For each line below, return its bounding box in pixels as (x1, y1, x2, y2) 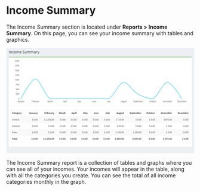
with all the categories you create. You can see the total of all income (6, 171, 176, 179)
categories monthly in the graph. (6, 178, 87, 185)
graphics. (6, 36, 30, 43)
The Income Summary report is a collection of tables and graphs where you (6, 159, 192, 166)
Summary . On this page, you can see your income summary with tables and (6, 29, 194, 36)
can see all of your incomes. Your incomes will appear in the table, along (6, 165, 184, 172)
